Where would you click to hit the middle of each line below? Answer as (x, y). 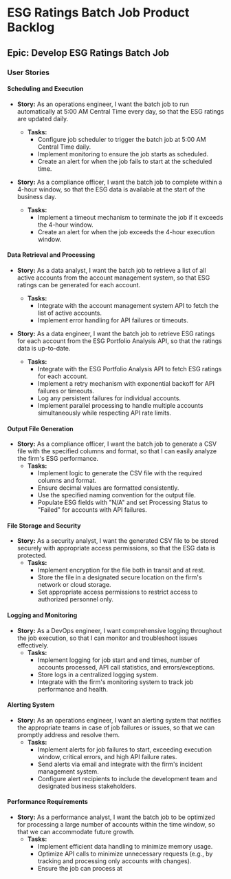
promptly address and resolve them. (68, 734)
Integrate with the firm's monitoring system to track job (115, 682)
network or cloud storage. (74, 585)
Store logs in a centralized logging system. (98, 674)
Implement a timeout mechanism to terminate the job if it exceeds (130, 217)
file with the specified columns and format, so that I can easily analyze (117, 451)
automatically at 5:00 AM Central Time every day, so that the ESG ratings (121, 111)
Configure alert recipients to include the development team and (128, 778)
